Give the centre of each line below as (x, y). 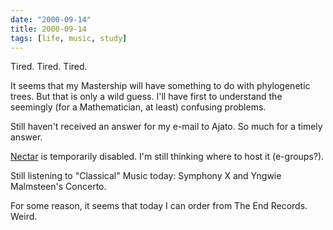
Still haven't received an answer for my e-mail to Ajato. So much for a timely (166, 127)
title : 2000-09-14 (48, 29)
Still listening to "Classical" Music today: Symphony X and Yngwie (146, 176)
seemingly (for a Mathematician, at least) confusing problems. (138, 107)
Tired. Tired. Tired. (49, 67)
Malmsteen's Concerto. (58, 187)
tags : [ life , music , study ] (69, 38)
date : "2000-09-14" (51, 19)
